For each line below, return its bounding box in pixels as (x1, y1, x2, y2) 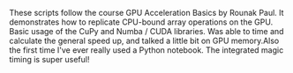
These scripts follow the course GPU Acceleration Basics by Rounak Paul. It (9, 8, 284, 18)
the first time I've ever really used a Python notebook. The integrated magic (9, 45, 284, 55)
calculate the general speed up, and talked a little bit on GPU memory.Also (9, 35, 280, 46)
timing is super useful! (9, 55, 90, 64)
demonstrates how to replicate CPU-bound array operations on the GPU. (9, 17, 274, 27)
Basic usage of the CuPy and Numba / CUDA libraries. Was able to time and (9, 26, 284, 36)
